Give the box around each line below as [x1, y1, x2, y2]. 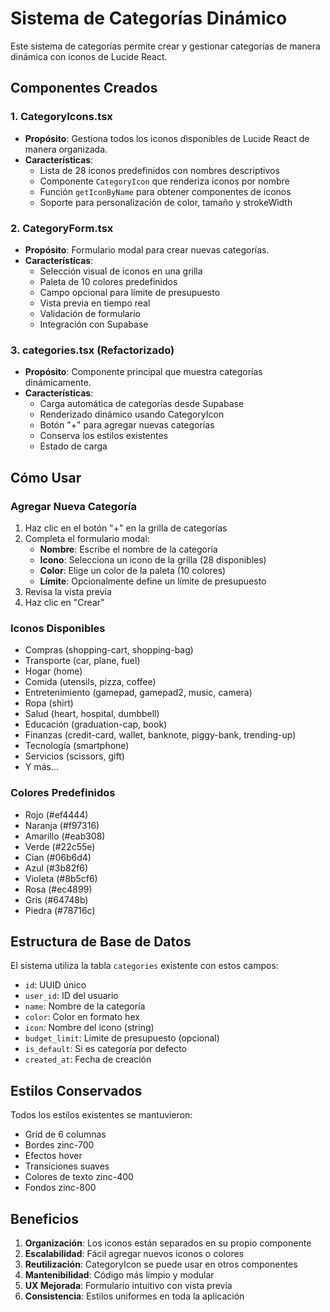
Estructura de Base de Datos [10, 933, 192, 950]
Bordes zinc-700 [24, 1139, 95, 1151]
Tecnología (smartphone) [24, 740, 130, 752]
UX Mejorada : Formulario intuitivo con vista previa [24, 1279, 233, 1291]
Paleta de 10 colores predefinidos [39, 275, 178, 287]
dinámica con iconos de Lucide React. [10, 50, 168, 62]
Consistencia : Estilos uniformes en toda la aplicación [24, 1290, 245, 1302]
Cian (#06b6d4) [24, 851, 92, 863]
